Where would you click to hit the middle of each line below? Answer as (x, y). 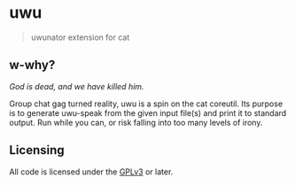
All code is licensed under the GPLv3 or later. (91, 172)
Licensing (37, 150)
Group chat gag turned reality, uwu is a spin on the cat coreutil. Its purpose (146, 104)
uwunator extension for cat (80, 37)
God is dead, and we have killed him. (77, 86)
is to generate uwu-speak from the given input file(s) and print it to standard (148, 112)
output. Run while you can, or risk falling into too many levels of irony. (136, 122)
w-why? (32, 65)
